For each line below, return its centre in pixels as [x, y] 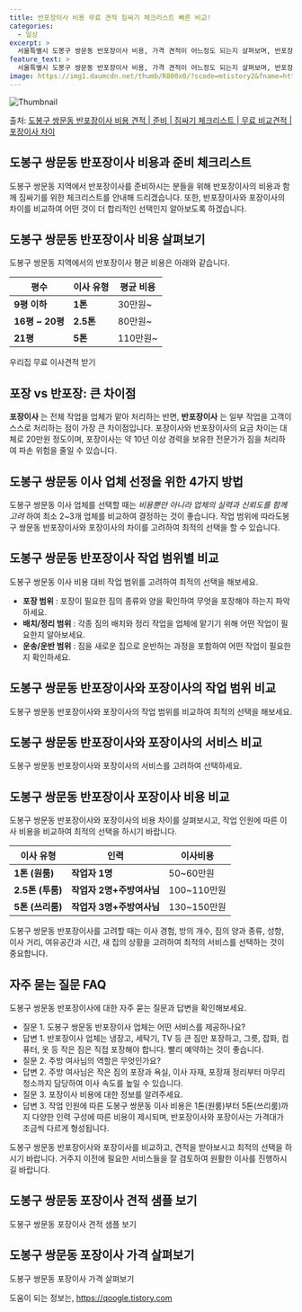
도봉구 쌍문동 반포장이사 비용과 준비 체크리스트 [130, 163]
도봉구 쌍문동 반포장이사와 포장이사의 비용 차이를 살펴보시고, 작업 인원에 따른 [144, 820]
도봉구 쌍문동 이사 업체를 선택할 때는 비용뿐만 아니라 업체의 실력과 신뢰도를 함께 [148, 505]
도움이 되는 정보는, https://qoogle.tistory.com [91, 1298]
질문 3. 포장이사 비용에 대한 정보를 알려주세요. [102, 1094]
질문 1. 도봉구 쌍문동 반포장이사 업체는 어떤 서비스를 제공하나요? [133, 1027]
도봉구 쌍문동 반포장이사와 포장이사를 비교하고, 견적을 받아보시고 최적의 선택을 [146, 1147]
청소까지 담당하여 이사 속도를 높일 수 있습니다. [103, 1084]
